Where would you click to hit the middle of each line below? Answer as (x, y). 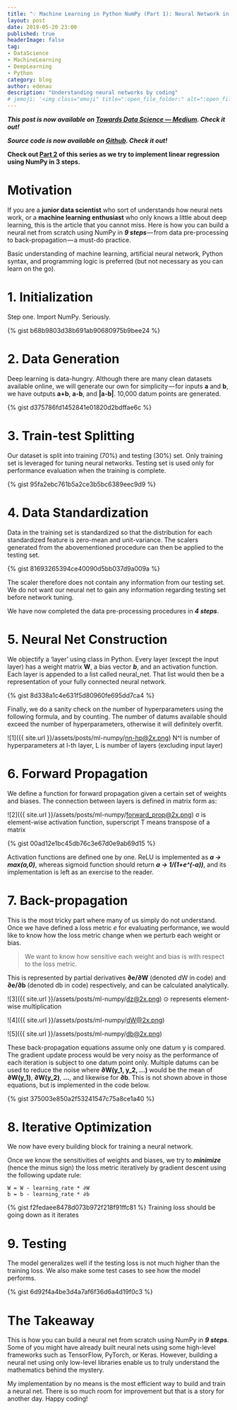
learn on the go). (31, 269)
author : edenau (30, 86)
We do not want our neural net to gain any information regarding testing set (117, 589)
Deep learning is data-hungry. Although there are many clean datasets (110, 378)
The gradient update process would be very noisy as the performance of (113, 1054)
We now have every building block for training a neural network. (100, 1146)
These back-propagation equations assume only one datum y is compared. (116, 1047)
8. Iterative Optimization (80, 1127)
